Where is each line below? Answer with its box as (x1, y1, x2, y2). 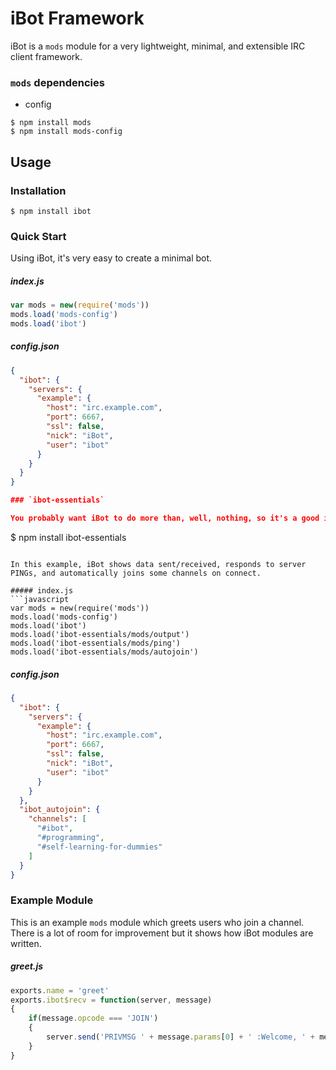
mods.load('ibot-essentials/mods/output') (10, 629, 190, 639)
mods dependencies (10, 75, 105, 89)
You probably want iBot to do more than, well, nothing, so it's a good (10, 513, 320, 524)
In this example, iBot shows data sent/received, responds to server (10, 559, 307, 569)
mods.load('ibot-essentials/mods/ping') (10, 638, 182, 648)
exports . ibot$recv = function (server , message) (10, 995, 213, 1005)
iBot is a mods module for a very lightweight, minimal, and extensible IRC (10, 40, 306, 52)
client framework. (10, 50, 83, 62)
